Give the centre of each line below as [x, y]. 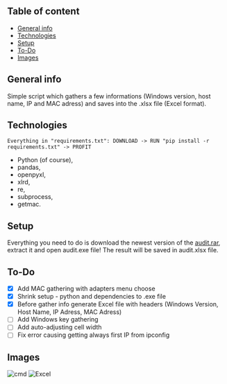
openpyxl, [32, 175]
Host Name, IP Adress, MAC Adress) [69, 312]
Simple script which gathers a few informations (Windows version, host [109, 96]
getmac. [29, 204]
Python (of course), [45, 160]
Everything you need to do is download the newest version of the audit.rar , [114, 243]
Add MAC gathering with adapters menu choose [86, 289]
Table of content [43, 11]
